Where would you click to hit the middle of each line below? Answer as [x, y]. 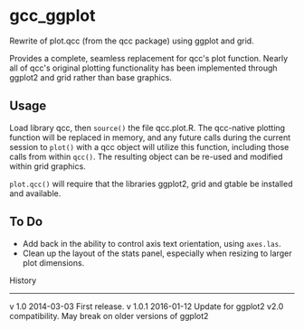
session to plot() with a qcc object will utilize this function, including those [149, 146]
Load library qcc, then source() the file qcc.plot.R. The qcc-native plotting [147, 127]
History [23, 280]
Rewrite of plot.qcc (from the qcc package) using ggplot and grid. [132, 41]
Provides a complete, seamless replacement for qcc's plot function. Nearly [149, 58]
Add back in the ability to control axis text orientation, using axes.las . [152, 243]
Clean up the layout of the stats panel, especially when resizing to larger [157, 253]
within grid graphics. [47, 166]
